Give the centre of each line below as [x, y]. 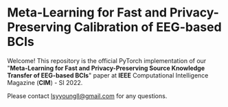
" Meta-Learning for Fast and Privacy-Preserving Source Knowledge [106, 68]
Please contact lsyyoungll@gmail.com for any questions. [87, 96]
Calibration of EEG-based [148, 27]
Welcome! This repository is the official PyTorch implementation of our [107, 60]
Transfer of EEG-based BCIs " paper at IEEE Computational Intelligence [108, 75]
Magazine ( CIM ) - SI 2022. [45, 82]
